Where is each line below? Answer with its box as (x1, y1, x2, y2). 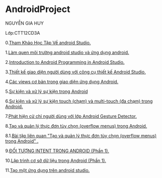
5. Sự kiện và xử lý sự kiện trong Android (5, 88, 88, 94)
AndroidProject (5, 4, 70, 15)
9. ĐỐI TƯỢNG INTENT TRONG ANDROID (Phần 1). (5, 147, 110, 154)
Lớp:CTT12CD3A (5, 30, 40, 36)
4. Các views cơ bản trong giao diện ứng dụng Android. (5, 78, 119, 84)
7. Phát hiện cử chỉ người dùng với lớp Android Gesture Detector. (5, 113, 137, 119)
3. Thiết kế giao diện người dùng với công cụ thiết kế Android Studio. (5, 69, 146, 75)
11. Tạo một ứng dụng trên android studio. (5, 167, 90, 173)
